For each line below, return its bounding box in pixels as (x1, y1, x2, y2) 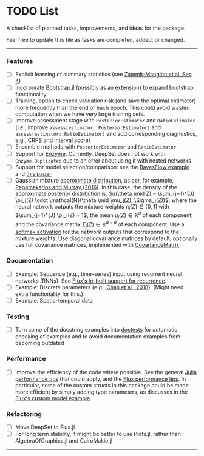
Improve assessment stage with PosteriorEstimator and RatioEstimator (15, 117, 195, 124)
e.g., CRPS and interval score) (15, 136, 90, 144)
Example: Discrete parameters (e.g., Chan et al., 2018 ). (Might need (15, 283, 184, 290)
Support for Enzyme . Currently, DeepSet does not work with (15, 150, 166, 157)
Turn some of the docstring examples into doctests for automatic (15, 326, 178, 334)
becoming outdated (15, 340, 65, 347)
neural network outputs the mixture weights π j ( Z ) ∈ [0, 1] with (15, 203, 169, 212)
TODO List (6, 4, 59, 18)
